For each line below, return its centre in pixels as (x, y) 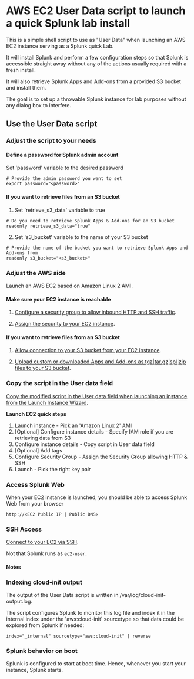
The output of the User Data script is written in (62, 595)
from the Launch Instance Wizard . (47, 402)
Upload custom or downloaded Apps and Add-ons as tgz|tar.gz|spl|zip (100, 362)
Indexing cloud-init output (44, 582)
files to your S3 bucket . (43, 368)
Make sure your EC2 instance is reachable (58, 299)
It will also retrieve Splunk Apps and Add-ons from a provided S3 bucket (93, 81)
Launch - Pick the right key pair (53, 469)
